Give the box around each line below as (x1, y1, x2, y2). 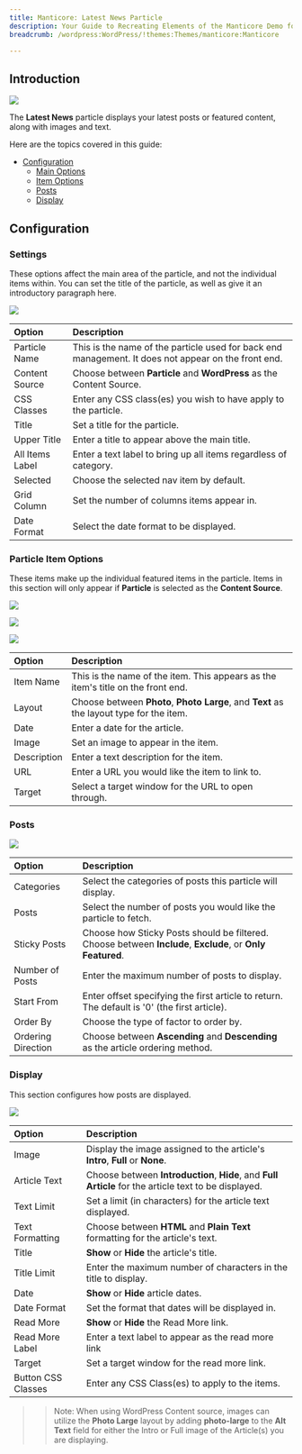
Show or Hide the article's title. (85, 1246, 218, 1259)
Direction (13, 1041, 52, 1054)
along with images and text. (9, 122, 112, 132)
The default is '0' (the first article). (82, 1001, 227, 1013)
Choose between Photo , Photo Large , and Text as (71, 695, 284, 708)
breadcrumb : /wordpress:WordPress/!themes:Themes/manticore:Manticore (9, 30, 280, 39)
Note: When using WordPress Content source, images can (53, 1405, 270, 1416)
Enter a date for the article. (71, 722, 184, 734)
